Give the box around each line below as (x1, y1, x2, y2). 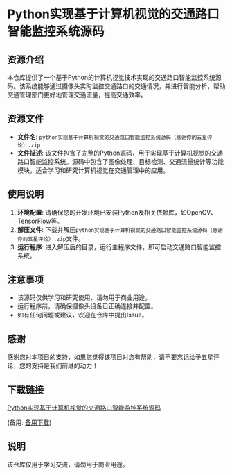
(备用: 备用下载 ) (7, 418, 52, 427)
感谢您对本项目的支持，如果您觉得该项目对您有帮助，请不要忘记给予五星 (7, 353, 213, 361)
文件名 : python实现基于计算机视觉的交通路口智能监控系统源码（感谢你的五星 (17, 133, 208, 141)
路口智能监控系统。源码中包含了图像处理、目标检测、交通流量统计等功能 (17, 157, 224, 165)
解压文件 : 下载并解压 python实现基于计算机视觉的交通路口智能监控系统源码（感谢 (17, 225, 224, 233)
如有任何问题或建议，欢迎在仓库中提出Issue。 (17, 310, 148, 319)
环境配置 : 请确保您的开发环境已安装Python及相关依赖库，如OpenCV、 (17, 208, 217, 216)
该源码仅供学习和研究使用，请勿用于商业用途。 (17, 293, 151, 302)
